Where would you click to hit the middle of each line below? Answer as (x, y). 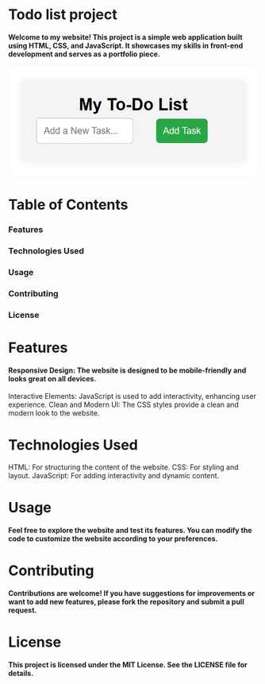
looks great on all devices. (52, 378)
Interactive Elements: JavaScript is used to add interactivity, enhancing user (132, 396)
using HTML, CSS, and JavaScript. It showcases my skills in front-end (126, 45)
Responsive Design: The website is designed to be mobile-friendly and (127, 370)
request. (23, 610)
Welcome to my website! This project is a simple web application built (126, 37)
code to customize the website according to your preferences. (113, 539)
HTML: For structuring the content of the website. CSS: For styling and (123, 467)
